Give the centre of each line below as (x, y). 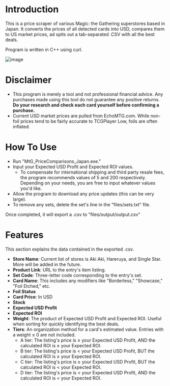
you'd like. (31, 188)
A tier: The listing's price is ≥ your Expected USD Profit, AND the (88, 340)
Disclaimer (29, 80)
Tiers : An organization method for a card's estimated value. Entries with (88, 329)
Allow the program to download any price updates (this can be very (83, 194)
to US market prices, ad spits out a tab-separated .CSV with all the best (80, 34)
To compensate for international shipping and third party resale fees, (92, 172)
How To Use (31, 147)
